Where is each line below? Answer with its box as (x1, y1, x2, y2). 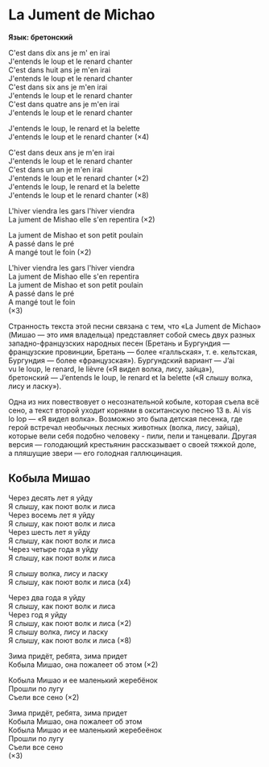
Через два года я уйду (8, 592, 86, 602)
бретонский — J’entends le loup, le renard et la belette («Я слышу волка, (8, 372, 254, 382)
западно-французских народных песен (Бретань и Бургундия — (8, 338, 230, 348)
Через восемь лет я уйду (8, 510, 95, 520)
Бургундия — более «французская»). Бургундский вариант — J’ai (8, 355, 235, 365)
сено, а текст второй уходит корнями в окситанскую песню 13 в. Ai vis (8, 405, 252, 415)
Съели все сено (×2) (8, 692, 80, 702)
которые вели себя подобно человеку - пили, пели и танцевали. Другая (8, 431, 257, 441)
